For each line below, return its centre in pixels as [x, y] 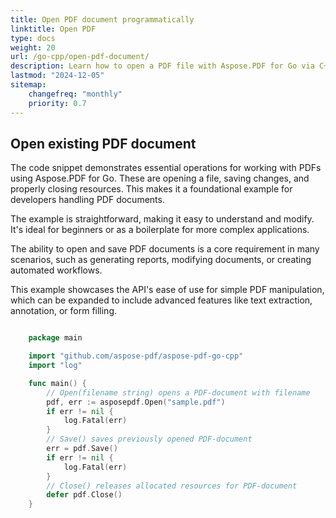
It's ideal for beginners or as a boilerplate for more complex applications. [160, 230]
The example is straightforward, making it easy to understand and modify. [162, 219]
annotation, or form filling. [64, 311]
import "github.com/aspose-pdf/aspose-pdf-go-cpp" [136, 356]
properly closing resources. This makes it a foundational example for [151, 189]
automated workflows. [56, 270]
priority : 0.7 [57, 103]
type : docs [33, 38]
